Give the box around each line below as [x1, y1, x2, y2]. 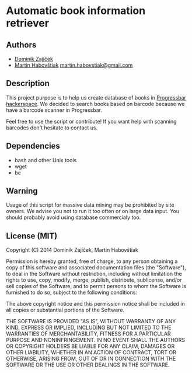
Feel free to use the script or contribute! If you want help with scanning [6, 118, 177, 125]
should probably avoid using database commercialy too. [6, 214, 141, 221]
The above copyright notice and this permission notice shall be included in [6, 300, 185, 307]
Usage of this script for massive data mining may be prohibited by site [6, 201, 174, 208]
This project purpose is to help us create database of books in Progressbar [6, 94, 187, 101]
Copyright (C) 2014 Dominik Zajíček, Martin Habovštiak [6, 247, 138, 254]
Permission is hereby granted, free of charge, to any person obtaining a [6, 258, 178, 265]
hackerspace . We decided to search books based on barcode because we [6, 100, 185, 107]
